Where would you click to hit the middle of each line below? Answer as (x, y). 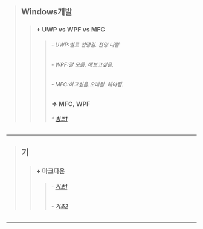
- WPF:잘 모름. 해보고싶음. (82, 64)
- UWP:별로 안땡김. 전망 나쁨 (85, 45)
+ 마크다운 (50, 171)
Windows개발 (47, 12)
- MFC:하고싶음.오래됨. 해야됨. (87, 84)
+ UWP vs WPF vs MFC (71, 30)
